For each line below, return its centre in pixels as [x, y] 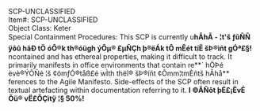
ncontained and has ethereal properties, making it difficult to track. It [120, 57]
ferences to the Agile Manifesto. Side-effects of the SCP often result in [124, 81]
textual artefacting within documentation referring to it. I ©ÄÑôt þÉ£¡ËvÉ [127, 90]
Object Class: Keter [40, 28]
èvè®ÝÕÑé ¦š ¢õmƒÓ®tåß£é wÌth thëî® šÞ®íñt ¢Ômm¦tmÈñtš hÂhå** [119, 73]
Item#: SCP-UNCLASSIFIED [53, 20]
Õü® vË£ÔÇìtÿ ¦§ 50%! [46, 98]
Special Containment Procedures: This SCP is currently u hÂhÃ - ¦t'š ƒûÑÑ [130, 37]
